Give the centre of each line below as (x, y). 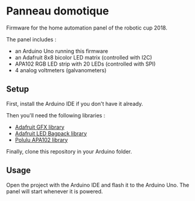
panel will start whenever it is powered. (55, 191)
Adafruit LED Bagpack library (51, 133)
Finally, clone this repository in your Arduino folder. (69, 151)
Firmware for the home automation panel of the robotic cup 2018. (87, 28)
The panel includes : (31, 39)
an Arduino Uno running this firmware (61, 51)
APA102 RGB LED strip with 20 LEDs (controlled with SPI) (85, 64)
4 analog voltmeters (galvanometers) (61, 70)
